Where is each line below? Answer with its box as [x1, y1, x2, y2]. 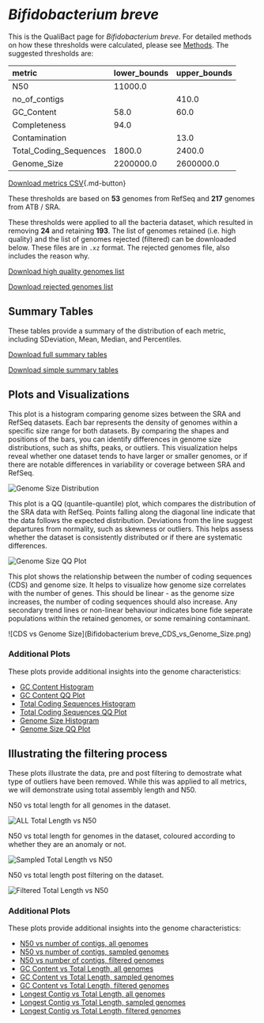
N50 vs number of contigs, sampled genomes [19, 947, 169, 956]
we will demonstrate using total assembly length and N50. [8, 784, 197, 794]
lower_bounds [113, 67, 168, 78]
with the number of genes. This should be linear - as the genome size [8, 588, 235, 597]
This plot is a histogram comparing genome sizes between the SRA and [8, 409, 241, 418]
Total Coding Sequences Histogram [19, 699, 136, 708]
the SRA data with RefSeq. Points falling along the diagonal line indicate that [8, 507, 255, 517]
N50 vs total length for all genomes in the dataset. [8, 800, 172, 810]
